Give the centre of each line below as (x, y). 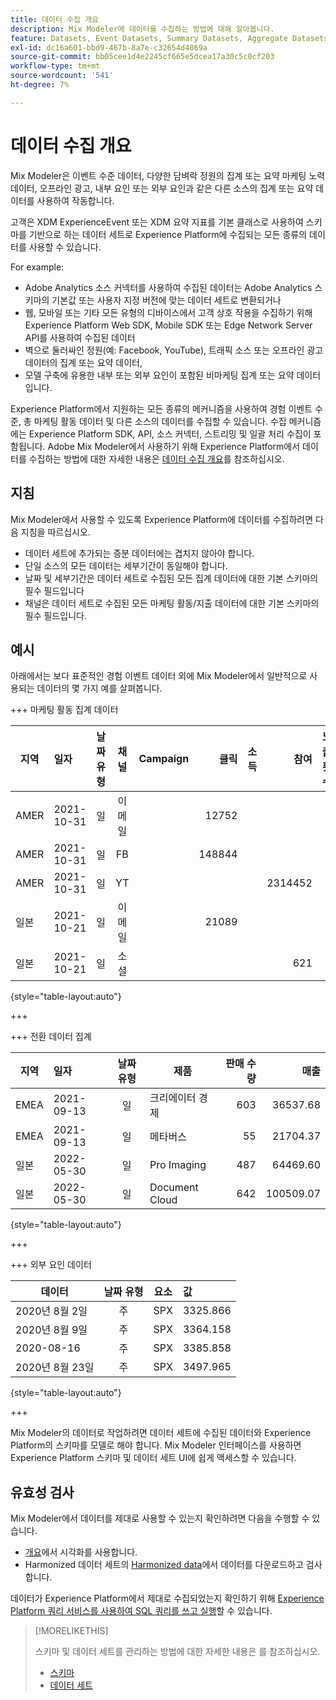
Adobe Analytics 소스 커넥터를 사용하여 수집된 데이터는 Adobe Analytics (168, 287)
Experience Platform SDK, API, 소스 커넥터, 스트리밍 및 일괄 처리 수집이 (170, 433)
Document (174, 1188)
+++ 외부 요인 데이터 (51, 1265)
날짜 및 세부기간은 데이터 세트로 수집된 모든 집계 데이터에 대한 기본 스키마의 (171, 578)
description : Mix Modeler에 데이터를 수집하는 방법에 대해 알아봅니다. (142, 29)
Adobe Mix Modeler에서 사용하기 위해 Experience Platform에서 (174, 446)
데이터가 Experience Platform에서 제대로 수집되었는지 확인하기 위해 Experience (167, 1598)
